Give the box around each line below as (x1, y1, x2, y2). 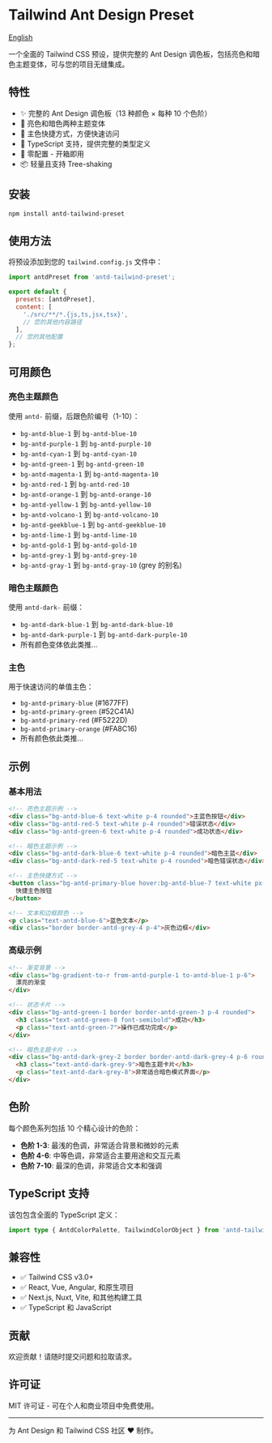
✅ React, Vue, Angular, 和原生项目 (19, 1283, 134, 1292)
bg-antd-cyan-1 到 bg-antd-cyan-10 (19, 448, 138, 459)
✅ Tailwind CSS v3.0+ (19, 1272, 94, 1282)
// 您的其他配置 (15, 333, 63, 341)
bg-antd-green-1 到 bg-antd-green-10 (19, 459, 144, 468)
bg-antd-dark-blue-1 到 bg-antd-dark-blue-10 (19, 620, 173, 630)
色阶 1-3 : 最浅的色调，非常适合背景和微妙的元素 (19, 1140, 180, 1150)
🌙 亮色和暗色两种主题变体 (19, 118, 105, 128)
